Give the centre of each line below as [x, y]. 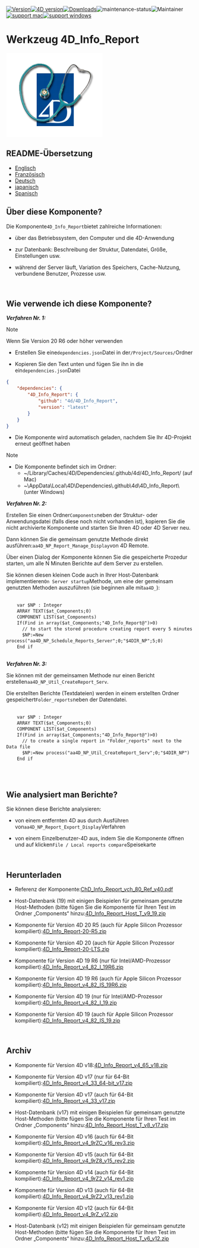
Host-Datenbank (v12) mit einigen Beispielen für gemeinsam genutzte [100, 1225]
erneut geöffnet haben [42, 444]
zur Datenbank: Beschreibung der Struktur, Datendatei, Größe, [91, 249]
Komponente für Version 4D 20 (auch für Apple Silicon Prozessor [94, 943]
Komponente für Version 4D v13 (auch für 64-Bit [74, 1190]
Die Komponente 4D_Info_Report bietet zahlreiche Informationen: [84, 226]
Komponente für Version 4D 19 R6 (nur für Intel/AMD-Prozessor [93, 961]
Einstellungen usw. [38, 255]
